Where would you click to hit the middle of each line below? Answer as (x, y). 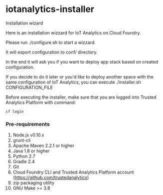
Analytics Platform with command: (41, 102)
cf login (15, 111)
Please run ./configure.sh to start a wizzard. (51, 42)
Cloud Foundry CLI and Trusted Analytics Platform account (73, 172)
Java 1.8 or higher (31, 151)
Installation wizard (24, 23)
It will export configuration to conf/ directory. (52, 52)
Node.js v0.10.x (28, 135)
